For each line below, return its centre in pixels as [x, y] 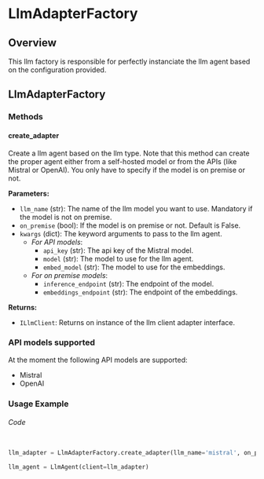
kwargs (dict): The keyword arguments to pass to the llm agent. [121, 233]
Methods [26, 117]
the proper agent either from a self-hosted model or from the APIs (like [123, 161]
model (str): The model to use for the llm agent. [118, 258]
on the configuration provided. [57, 70]
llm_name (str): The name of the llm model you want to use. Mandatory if [136, 208]
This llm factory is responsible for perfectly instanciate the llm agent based [129, 61]
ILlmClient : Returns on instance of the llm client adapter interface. [127, 322]
